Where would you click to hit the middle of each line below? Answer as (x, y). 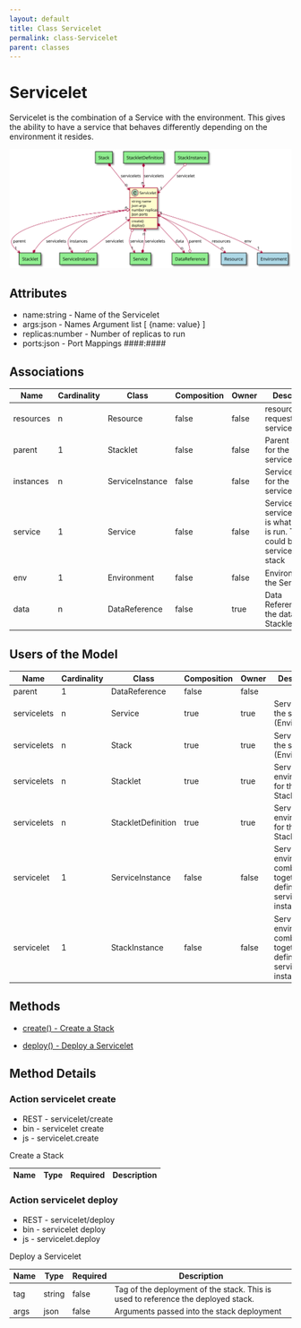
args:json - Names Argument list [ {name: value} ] (114, 325)
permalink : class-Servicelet (64, 38)
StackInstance (137, 947)
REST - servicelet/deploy (68, 1220)
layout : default (39, 19)
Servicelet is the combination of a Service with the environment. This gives (147, 117)
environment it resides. (52, 137)
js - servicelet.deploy (61, 1238)
